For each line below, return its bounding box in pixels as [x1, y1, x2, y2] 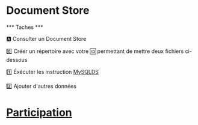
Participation [6, 106, 72, 120]
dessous [6, 56, 28, 63]
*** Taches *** [6, 23, 43, 31]
